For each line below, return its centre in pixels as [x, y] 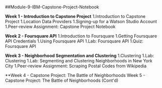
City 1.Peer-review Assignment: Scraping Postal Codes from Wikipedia [76, 66]
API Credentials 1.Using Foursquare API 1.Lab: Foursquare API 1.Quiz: [74, 41]
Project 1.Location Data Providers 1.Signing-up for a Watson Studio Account [81, 22]
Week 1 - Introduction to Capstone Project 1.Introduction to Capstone [75, 16]
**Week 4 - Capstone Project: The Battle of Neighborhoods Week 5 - [75, 75]
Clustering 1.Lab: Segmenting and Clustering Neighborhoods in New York [79, 61]
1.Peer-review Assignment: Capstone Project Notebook [60, 27]
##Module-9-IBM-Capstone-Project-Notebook [52, 7]
